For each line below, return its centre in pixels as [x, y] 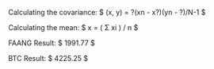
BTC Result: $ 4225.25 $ [48, 58]
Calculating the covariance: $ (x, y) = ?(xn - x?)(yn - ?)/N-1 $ [107, 12]
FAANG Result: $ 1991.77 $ [52, 43]
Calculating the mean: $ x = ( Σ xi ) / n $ [73, 27]
